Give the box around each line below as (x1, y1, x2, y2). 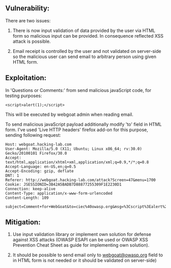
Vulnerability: (5, 4, 50, 13)
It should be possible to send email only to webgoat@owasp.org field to (12, 252, 163, 258)
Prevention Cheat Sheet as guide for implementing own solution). (12, 242, 150, 248)
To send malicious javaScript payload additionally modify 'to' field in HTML (5, 121, 162, 127)
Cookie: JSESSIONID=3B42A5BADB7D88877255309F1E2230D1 (5, 182, 122, 187)
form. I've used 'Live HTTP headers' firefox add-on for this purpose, (5, 127, 149, 133)
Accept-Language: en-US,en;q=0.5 (5, 164, 76, 169)
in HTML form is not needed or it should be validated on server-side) (12, 257, 157, 263)
